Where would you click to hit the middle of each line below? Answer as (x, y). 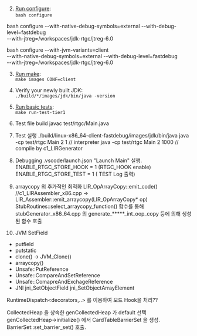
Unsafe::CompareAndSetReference (57, 275)
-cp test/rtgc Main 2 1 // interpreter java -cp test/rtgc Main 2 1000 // (97, 142)
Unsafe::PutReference (42, 269)
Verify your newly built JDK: (49, 90)
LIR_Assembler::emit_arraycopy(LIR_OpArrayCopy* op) (81, 199)
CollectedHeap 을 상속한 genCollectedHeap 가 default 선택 (77, 313)
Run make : (28, 74)
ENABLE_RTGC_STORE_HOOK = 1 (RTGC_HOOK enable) (83, 167)
